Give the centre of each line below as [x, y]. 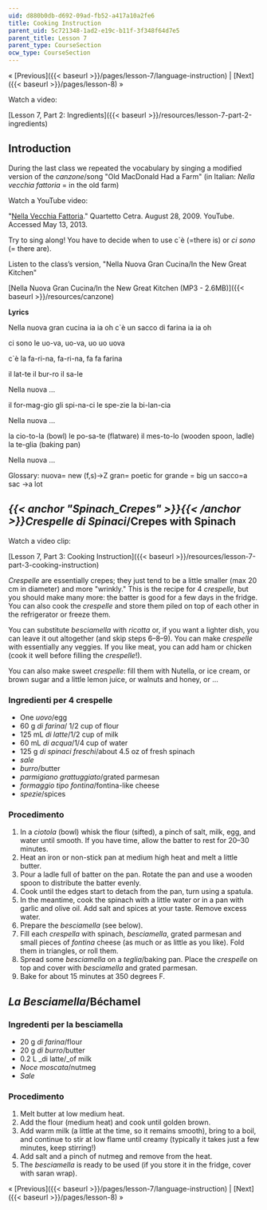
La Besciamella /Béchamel [75, 1002]
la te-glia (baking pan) [45, 444]
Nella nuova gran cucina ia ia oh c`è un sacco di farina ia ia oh [110, 327]
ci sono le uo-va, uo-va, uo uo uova [67, 343]
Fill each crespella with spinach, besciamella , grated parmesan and [130, 934]
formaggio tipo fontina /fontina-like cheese [89, 785]
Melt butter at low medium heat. [72, 1114]
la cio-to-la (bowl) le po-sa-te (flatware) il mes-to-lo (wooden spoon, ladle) [132, 436]
